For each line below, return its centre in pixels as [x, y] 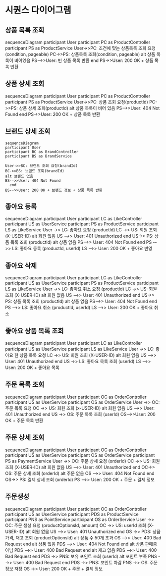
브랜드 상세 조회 [28, 131]
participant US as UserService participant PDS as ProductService [72, 514]
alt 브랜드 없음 [19, 176]
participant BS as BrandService [38, 156]
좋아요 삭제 [21, 265]
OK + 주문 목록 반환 [24, 420]
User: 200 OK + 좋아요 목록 [32, 367]
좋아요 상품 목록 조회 [34, 331]
